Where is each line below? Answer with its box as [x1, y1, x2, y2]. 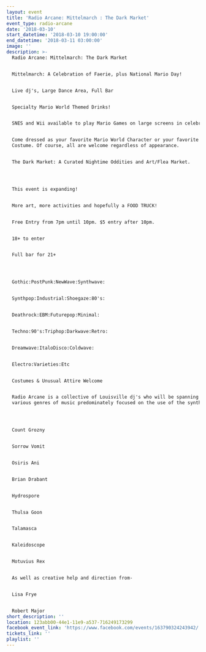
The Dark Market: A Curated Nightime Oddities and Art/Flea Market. [12, 159, 191, 165]
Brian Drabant [12, 476, 48, 482]
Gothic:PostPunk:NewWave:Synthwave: [12, 279, 105, 285]
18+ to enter [12, 236, 45, 242]
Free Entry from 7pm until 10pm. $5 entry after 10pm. [12, 219, 155, 225]
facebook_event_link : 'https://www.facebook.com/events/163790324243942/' [6, 625, 202, 631]
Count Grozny [12, 427, 45, 433]
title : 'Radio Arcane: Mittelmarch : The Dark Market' [6, 15, 150, 21]
